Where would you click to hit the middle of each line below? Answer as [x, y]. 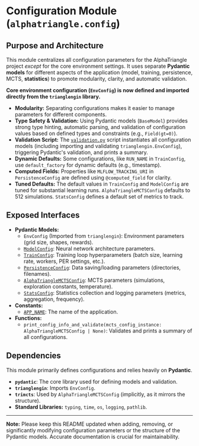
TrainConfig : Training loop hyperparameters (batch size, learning [103, 255]
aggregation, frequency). [54, 299]
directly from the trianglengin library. [53, 97]
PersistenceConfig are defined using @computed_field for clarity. [93, 178]
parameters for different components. [61, 114]
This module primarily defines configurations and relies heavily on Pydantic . [99, 370]
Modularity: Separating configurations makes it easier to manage [94, 108]
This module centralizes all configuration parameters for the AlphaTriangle [97, 60]
